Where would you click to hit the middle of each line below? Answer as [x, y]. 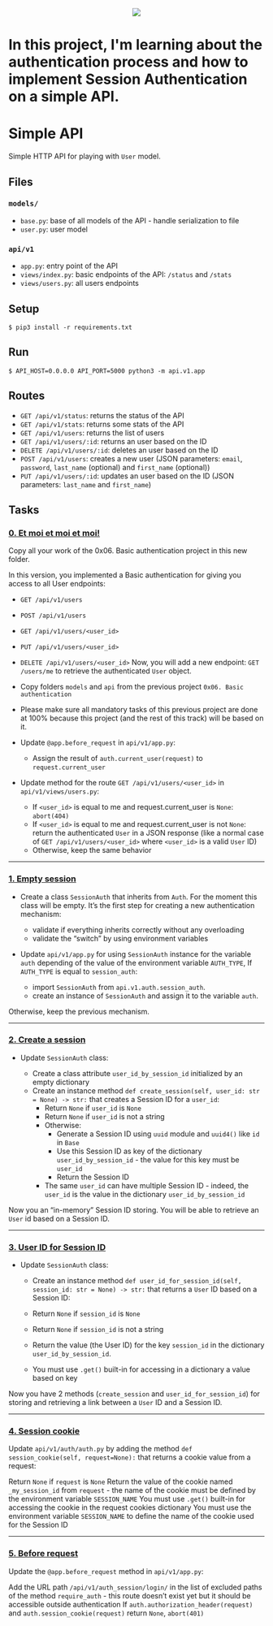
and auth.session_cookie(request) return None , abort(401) [106, 1613]
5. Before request [43, 1554]
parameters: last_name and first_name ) [86, 484]
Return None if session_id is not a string [98, 1330]
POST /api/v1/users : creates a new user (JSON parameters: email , [131, 458]
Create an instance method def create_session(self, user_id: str [146, 1090]
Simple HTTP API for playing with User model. [84, 156]
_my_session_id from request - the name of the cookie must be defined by [132, 1490]
